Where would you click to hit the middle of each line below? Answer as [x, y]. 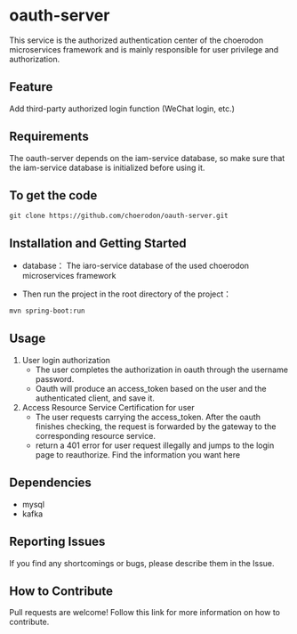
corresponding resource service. [95, 435]
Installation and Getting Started [98, 243]
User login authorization [66, 360]
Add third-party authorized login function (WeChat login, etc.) [122, 109]
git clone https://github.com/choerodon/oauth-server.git [119, 216]
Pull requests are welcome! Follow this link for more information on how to [144, 613]
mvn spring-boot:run [48, 311]
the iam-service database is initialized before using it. [107, 167]
